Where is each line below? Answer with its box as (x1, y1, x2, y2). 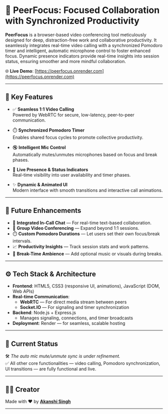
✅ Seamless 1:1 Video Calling (12, 106, 74, 112)
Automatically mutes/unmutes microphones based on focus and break (12, 151, 157, 157)
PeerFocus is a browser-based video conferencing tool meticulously (5, 32, 146, 38)
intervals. (12, 238, 32, 244)
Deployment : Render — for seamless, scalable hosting (12, 320, 125, 326)
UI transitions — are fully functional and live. (5, 366, 96, 372)
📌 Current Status (5, 339, 58, 348)
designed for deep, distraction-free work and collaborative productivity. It (5, 37, 157, 43)
